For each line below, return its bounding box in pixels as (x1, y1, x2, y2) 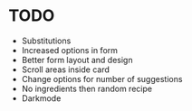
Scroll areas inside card (21, 64, 110, 75)
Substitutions (21, 35, 72, 46)
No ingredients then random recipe (21, 83, 153, 94)
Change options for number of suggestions (21, 73, 183, 84)
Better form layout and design (21, 54, 133, 65)
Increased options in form (21, 44, 119, 55)
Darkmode (21, 92, 62, 104)
